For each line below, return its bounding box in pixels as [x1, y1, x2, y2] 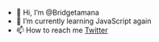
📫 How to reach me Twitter [15, 25, 108, 35]
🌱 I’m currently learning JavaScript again [15, 16, 152, 26]
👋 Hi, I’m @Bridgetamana [15, 8, 99, 17]
